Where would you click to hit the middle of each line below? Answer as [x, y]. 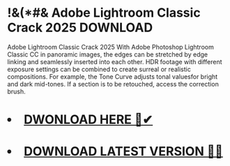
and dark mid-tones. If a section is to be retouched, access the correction [113, 84]
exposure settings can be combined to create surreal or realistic [99, 69]
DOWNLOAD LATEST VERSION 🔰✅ [123, 152]
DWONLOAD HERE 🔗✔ [89, 120]
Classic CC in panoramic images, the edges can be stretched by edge [107, 54]
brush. [16, 91]
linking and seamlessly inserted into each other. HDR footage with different [115, 61]
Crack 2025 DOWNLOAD [80, 28]
